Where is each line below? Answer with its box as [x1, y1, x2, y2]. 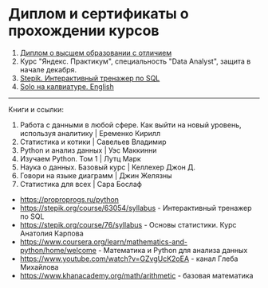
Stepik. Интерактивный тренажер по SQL [19, 73, 160, 83]
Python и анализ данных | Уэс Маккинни [19, 145, 157, 155]
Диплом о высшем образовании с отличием [19, 48, 172, 57]
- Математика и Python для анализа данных [98, 245, 248, 255]
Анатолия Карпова [19, 228, 84, 238]
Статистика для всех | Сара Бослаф [19, 179, 142, 189]
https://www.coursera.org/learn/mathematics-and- [19, 236, 187, 247]
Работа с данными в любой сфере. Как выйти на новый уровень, [19, 120, 242, 130]
